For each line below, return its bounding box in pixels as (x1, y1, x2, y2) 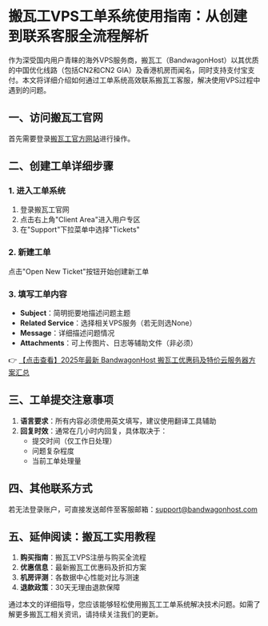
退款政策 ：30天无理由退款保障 (19, 583, 121, 592)
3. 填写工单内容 (8, 289, 68, 300)
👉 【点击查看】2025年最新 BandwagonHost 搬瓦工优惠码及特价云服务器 (8, 355, 250, 365)
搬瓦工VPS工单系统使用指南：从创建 (8, 7, 248, 26)
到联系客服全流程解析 (8, 27, 150, 46)
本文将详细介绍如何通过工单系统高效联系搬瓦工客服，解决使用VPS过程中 (22, 75, 261, 85)
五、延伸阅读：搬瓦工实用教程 (8, 530, 156, 544)
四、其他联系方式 (8, 481, 93, 496)
